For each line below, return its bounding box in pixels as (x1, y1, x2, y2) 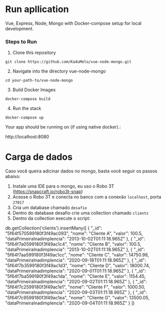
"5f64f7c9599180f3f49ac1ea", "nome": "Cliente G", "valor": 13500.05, (5, 295, 150, 301)
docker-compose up (5, 115, 44, 120)
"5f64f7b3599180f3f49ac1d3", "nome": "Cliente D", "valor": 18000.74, (5, 263, 150, 269)
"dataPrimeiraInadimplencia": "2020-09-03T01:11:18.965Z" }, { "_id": (5, 289, 147, 295)
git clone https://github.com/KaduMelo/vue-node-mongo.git (5, 59, 132, 65)
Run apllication (5, 4, 69, 15)
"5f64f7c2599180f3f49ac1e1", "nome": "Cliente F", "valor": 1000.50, (5, 284, 146, 290)
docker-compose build (5, 97, 51, 102)
